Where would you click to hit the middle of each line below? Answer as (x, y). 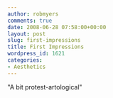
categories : (25, 60)
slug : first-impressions (44, 40)
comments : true (30, 21)
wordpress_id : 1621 (36, 54)
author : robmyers (33, 14)
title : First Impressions (45, 47)
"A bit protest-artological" (45, 87)
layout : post (27, 34)
